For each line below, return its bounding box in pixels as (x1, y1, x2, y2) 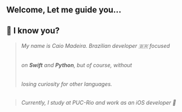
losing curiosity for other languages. (21, 80, 112, 87)
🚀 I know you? (6, 25, 60, 36)
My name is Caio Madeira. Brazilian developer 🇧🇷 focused (21, 42, 170, 50)
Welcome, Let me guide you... (6, 5, 121, 15)
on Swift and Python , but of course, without (21, 61, 132, 68)
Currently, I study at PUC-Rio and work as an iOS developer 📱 (21, 99, 177, 107)
